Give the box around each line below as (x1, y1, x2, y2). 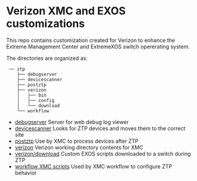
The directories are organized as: (6, 54, 88, 62)
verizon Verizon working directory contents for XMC (14, 143, 143, 151)
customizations (6, 17, 85, 30)
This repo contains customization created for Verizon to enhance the (6, 36, 176, 44)
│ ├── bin (17, 92, 47, 98)
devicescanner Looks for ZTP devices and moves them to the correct (14, 124, 186, 132)
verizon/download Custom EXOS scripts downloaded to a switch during (14, 150, 191, 157)
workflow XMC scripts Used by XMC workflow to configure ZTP (14, 162, 173, 170)
